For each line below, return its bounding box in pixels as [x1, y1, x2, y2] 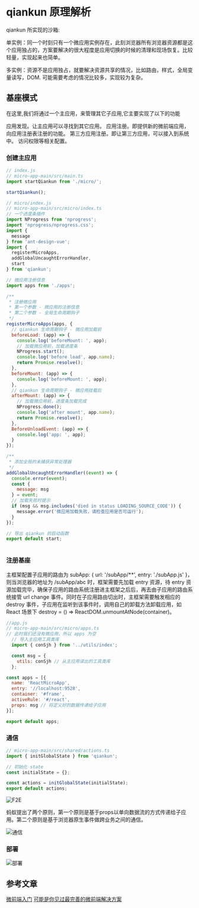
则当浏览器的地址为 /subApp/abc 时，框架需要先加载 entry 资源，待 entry [6, 578, 185, 586]
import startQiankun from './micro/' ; [6, 178, 102, 184]
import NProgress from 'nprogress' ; [6, 216, 97, 223]
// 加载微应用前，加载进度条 [17, 343, 78, 349]
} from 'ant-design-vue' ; [6, 238, 70, 244]
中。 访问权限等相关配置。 [6, 137, 70, 144]
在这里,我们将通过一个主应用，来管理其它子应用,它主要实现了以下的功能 [6, 109, 181, 117]
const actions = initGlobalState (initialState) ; [6, 780, 129, 786]
